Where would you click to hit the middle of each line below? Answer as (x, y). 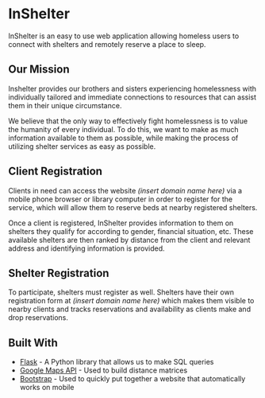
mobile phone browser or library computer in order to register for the (120, 199)
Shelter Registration (59, 273)
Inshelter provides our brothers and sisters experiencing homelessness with (132, 88)
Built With (33, 343)
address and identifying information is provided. (86, 248)
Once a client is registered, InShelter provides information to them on (121, 223)
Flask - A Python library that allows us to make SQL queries (117, 362)
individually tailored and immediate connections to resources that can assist (132, 97)
